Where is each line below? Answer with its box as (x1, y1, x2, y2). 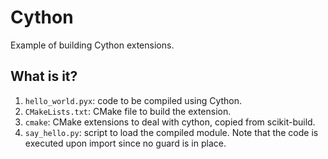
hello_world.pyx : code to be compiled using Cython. (24, 94, 243, 106)
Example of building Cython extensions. (10, 39, 175, 51)
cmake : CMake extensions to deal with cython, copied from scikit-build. (24, 116, 316, 128)
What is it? (10, 68, 78, 85)
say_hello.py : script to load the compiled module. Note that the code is (24, 126, 319, 138)
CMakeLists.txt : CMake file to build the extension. (24, 105, 232, 117)
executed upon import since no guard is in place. (24, 137, 227, 149)
